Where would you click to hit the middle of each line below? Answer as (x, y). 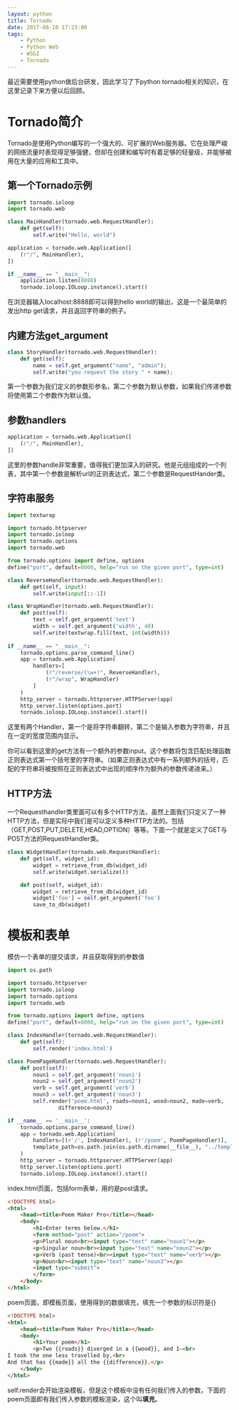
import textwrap (31, 515)
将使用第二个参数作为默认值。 (51, 396)
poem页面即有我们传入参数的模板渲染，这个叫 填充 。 (84, 1399)
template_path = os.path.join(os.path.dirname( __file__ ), (117, 1147)
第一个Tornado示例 (50, 186)
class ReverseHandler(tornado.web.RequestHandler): (85, 580)
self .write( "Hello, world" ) (74, 235)
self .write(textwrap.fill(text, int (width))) (102, 633)
